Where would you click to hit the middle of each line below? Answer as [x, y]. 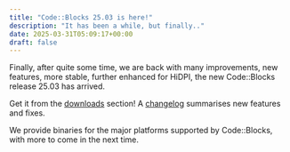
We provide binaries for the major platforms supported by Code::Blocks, [141, 131]
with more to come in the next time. [74, 140]
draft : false [33, 42]
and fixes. [28, 113]
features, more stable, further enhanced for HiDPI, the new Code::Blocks [142, 77]
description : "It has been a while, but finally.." [107, 26]
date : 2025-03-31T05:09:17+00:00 [71, 34]
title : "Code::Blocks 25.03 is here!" [81, 17]
